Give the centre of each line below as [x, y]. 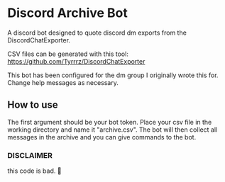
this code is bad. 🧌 [34, 171]
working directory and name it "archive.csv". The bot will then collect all [112, 130]
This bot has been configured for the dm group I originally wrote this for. [113, 75]
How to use [33, 105]
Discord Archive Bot [67, 13]
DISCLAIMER [30, 155]
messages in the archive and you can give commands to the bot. [102, 137]
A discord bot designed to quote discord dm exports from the [97, 33]
